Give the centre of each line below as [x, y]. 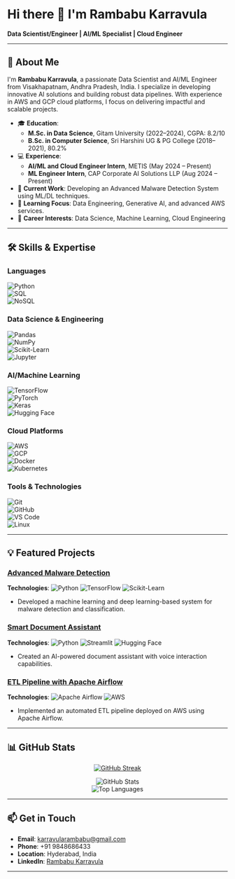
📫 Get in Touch [42, 818]
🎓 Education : [38, 123]
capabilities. [35, 663]
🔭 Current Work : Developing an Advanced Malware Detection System [118, 188]
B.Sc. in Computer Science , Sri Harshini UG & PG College [111, 140]
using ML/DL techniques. [54, 196]
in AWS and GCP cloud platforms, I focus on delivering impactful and [106, 102]
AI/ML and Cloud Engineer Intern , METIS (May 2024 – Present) [120, 166]
